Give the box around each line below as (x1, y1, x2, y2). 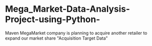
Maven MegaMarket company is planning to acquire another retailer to (5, 30, 148, 36)
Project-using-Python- (5, 14, 101, 25)
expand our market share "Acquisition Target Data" (5, 35, 108, 41)
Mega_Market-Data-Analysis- (5, 3, 130, 15)
